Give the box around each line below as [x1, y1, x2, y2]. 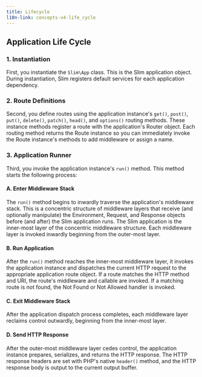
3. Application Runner [6, 151, 72, 159]
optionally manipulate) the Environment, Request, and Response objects [6, 211, 186, 218]
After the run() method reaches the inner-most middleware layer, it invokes [6, 258, 194, 265]
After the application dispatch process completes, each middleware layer [6, 311, 189, 318]
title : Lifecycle [6, 8, 50, 15]
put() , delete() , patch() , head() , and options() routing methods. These [6, 117, 186, 124]
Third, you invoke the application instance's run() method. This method [6, 164, 184, 172]
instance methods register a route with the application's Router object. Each [6, 123, 195, 130]
